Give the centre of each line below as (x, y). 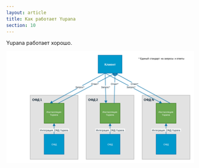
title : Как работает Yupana (41, 19)
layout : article (26, 13)
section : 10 (21, 25)
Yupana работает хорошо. (39, 43)
